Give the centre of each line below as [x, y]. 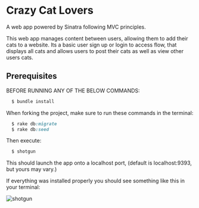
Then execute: [24, 141]
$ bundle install [33, 101]
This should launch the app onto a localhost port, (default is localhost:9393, [99, 163]
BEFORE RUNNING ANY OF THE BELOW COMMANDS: [73, 91]
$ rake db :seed [30, 129]
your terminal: [23, 187]
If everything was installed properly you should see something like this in [96, 181]
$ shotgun [24, 152]
